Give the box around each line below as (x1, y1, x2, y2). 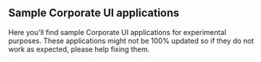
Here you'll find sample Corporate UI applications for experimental (8, 27, 227, 37)
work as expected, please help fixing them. (8, 44, 150, 54)
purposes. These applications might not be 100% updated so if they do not (8, 36, 255, 45)
